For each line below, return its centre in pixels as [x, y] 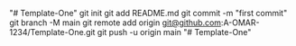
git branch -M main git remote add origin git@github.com [116, 23]
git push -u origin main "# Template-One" [174, 32]
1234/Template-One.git [52, 32]
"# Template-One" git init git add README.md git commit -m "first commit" [148, 13]
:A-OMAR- [240, 23]
